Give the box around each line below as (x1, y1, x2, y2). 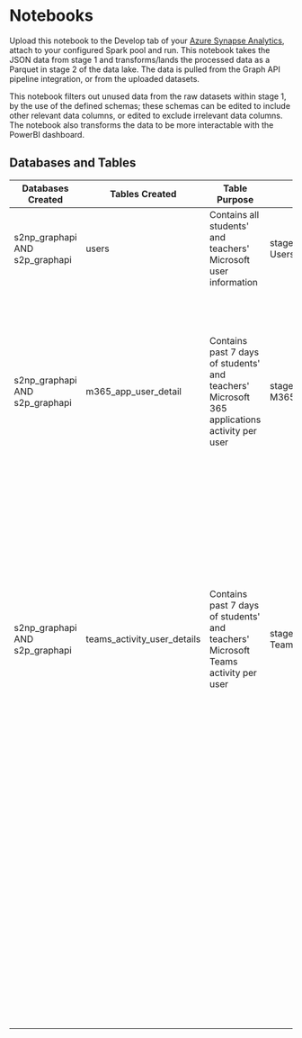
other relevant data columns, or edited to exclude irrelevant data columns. (9, 110, 283, 121)
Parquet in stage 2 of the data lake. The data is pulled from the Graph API (9, 64, 280, 75)
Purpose (217, 193, 254, 205)
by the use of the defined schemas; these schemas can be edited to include (9, 100, 290, 111)
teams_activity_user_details (85, 632, 201, 645)
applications (209, 413, 262, 426)
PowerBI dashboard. (9, 129, 85, 140)
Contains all (209, 208, 260, 221)
